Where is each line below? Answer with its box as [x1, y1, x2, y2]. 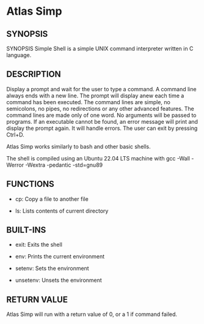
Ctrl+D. [6, 130, 24, 138]
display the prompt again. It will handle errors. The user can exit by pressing [6, 124, 198, 132]
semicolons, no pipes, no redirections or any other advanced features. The [6, 105, 194, 112]
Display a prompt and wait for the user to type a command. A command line [6, 85, 197, 92]
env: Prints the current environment [15, 253, 105, 260]
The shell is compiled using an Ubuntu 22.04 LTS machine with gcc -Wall [6, 154, 191, 162]
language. [6, 51, 32, 59]
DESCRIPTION [6, 69, 61, 80]
